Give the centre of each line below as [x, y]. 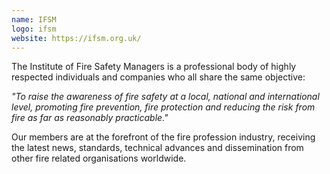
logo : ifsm [34, 29]
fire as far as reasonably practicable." [90, 118]
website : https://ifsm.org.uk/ [76, 38]
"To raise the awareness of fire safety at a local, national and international [165, 97]
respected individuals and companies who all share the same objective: [158, 77]
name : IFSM [34, 19]
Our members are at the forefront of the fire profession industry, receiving [163, 137]
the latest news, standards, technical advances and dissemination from [157, 148]
